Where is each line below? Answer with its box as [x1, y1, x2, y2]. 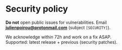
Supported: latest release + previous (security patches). [5, 39, 118, 45]
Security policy [5, 3, 69, 15]
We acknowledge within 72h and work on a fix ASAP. [5, 34, 112, 40]
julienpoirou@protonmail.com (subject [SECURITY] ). [5, 24, 111, 30]
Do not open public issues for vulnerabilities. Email [5, 19, 107, 25]
